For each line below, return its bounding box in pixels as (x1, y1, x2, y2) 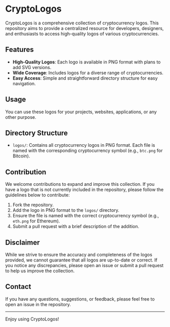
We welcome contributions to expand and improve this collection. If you (5, 181, 155, 187)
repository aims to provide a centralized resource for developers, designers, (5, 25, 164, 31)
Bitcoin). (12, 153, 30, 159)
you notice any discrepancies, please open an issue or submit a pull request (5, 263, 164, 268)
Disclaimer (5, 238, 40, 247)
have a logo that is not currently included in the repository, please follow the (5, 186, 164, 193)
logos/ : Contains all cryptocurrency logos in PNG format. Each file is (12, 142, 155, 148)
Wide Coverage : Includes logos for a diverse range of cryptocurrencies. (12, 70, 163, 76)
